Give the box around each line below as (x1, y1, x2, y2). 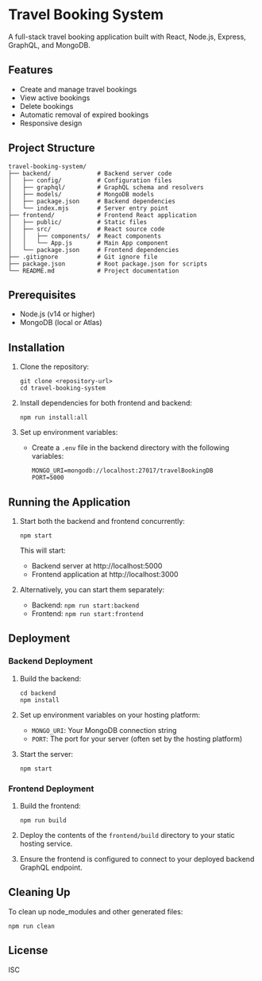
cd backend (19, 689, 56, 697)
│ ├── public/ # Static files (8, 218, 148, 226)
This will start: (19, 546, 66, 555)
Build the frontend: (19, 801, 81, 810)
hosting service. (19, 839, 73, 848)
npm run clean (8, 922, 56, 930)
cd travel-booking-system (19, 384, 106, 393)
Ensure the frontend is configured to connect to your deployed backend (19, 854, 255, 863)
